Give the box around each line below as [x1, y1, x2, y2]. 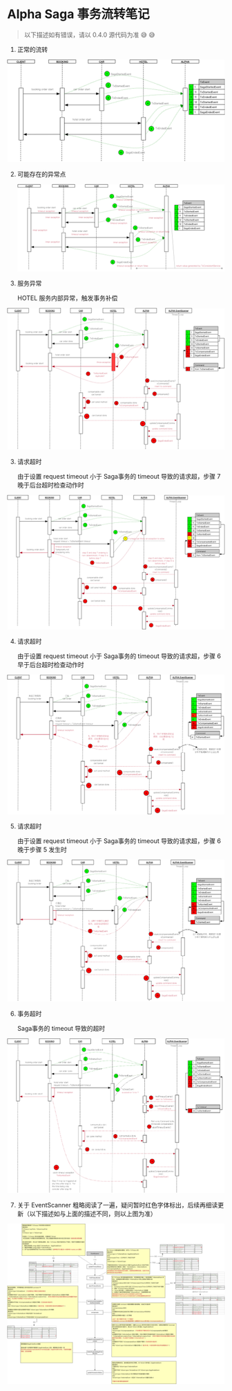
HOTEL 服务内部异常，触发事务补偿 [17, 294, 118, 302]
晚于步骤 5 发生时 [17, 846, 67, 854]
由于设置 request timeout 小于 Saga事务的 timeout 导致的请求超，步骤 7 [17, 472, 221, 480]
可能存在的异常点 [17, 170, 66, 179]
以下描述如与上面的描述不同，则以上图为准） [29, 1210, 157, 1218]
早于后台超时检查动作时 [17, 660, 84, 668]
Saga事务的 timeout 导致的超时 [17, 1025, 106, 1033]
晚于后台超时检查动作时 [17, 481, 84, 489]
